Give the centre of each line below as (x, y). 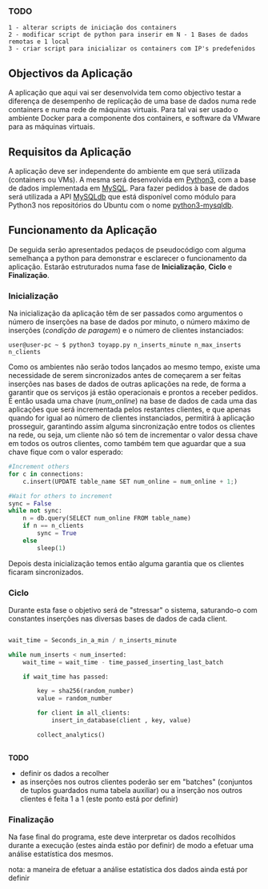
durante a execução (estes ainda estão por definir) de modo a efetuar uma (131, 845)
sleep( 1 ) (52, 548)
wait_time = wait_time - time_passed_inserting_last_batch (123, 662)
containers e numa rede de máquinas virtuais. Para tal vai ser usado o (123, 110)
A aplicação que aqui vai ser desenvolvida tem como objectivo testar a (125, 93)
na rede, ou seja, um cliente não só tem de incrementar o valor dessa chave (133, 435)
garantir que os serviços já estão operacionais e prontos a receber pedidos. (133, 392)
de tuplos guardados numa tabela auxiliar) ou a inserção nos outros (131, 790)
